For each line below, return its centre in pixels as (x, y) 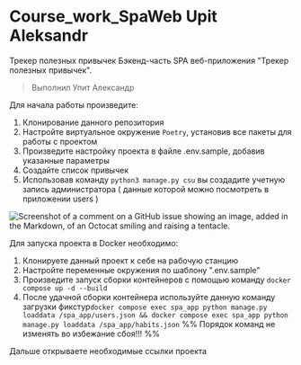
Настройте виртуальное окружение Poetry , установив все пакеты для (157, 131)
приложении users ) (60, 199)
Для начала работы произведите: (74, 104)
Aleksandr (49, 36)
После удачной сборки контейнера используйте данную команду (149, 297)
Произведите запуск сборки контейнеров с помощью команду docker (157, 280)
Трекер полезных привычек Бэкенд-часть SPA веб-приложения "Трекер (149, 60)
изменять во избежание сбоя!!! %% (91, 334)
